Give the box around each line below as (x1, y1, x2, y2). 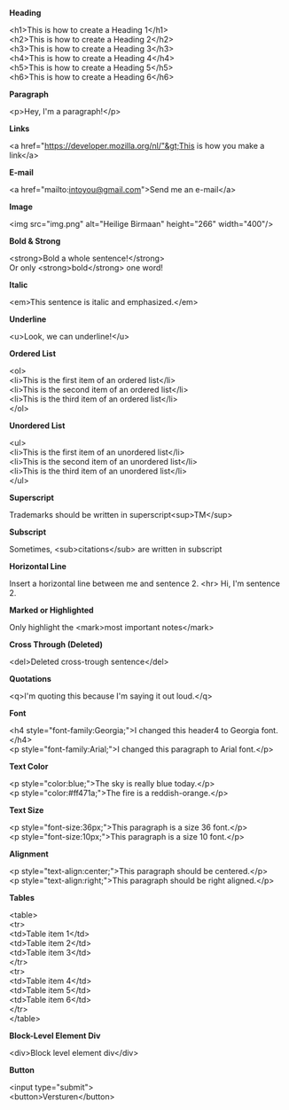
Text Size (9, 805, 44, 815)
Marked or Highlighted (9, 605, 95, 615)
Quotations (9, 674, 51, 684)
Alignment (9, 848, 49, 859)
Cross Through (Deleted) (9, 639, 104, 650)
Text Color (9, 762, 49, 771)
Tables (9, 893, 35, 903)
